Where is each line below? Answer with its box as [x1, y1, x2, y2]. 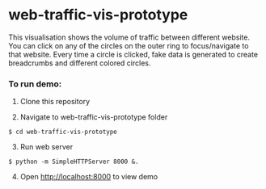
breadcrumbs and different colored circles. [8, 58, 151, 68]
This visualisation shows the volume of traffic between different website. [8, 32, 251, 42]
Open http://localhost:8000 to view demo [19, 172, 158, 182]
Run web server [19, 142, 74, 152]
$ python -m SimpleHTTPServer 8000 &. [8, 157, 139, 166]
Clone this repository [19, 97, 91, 107]
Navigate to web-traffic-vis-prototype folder [19, 112, 168, 122]
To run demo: [8, 78, 62, 90]
